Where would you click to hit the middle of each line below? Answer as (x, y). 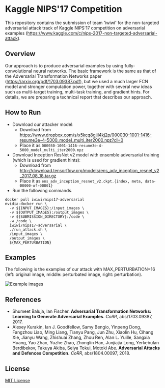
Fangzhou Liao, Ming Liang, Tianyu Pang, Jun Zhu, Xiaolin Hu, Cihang (83, 332)
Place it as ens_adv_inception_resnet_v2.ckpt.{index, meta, (81, 181)
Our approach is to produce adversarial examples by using (64, 65)
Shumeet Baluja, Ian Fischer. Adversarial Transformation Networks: (82, 311)
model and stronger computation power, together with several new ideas (79, 87)
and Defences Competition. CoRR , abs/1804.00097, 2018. (71, 353)
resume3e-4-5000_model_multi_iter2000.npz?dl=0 (71, 140)
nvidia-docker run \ (26, 204)
